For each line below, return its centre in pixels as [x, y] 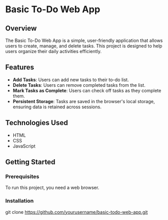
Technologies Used [37, 123]
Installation [20, 201]
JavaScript [24, 146]
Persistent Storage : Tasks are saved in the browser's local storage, [84, 101]
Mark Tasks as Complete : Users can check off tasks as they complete [87, 90]
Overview [21, 28]
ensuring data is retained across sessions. [57, 107]
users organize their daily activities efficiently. [54, 51]
